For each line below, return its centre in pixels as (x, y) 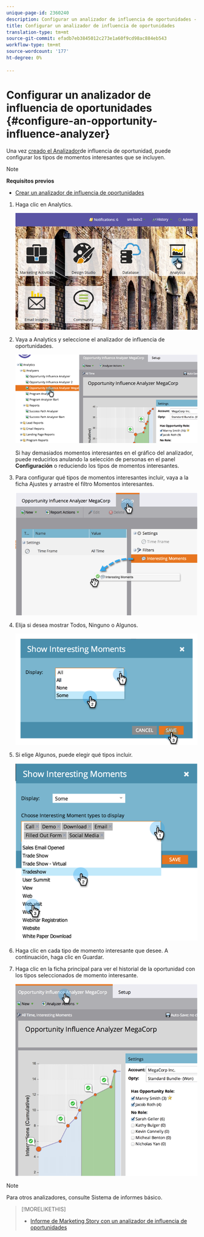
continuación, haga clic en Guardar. (59, 957)
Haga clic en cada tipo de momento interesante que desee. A (92, 950)
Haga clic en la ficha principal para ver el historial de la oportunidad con (105, 969)
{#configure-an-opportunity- (82, 121)
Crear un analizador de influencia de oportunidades (80, 192)
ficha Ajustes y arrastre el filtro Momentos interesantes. (85, 484)
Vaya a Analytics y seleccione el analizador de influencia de (90, 340)
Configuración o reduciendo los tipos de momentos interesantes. (97, 465)
